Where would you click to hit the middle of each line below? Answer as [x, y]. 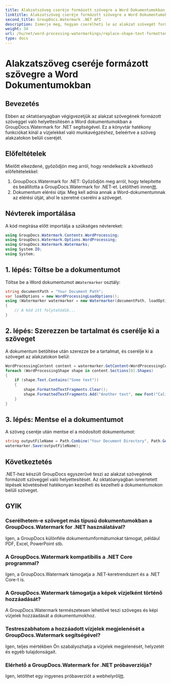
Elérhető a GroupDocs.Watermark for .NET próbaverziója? [79, 665]
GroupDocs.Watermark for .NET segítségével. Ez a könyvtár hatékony [78, 127]
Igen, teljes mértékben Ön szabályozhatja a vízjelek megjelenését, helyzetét [85, 646]
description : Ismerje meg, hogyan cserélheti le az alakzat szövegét [81, 24]
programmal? [22, 563]
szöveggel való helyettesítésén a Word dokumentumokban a [69, 121]
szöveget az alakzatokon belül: [38, 356]
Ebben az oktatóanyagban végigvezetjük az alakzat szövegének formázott [83, 116]
